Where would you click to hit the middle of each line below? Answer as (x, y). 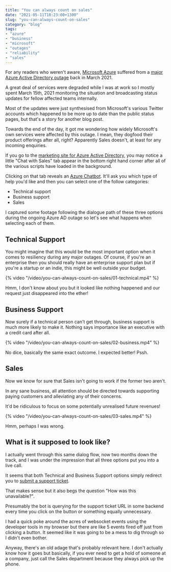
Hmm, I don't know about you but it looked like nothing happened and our (83, 288)
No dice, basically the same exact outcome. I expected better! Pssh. (77, 352)
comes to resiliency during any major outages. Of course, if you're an (78, 257)
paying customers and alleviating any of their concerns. (64, 396)
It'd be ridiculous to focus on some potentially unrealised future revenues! (83, 406)
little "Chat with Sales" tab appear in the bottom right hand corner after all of (86, 161)
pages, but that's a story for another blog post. (54, 119)
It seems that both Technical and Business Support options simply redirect (83, 475)
